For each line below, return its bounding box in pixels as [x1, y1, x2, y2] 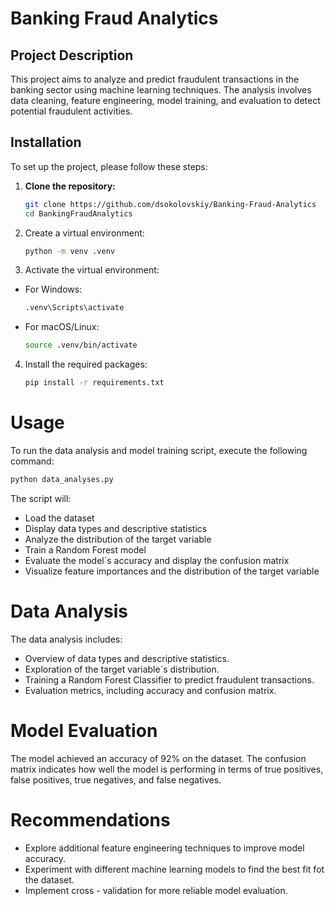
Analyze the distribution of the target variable [24, 533, 212, 545]
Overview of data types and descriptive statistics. [24, 652, 230, 664]
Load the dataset [24, 512, 95, 524]
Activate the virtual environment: [24, 264, 160, 276]
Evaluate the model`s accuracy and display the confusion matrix [24, 554, 290, 566]
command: [10, 455, 55, 467]
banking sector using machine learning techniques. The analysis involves [10, 84, 312, 96]
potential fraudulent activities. [10, 105, 133, 117]
